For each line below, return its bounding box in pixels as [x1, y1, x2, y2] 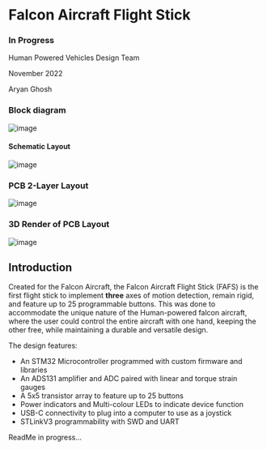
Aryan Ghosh [8, 84, 53, 94]
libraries [19, 365, 48, 375]
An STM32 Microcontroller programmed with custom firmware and [19, 357, 243, 366]
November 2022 [8, 69, 63, 79]
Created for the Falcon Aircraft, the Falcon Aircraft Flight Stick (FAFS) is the [8, 282, 259, 292]
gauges [19, 383, 46, 392]
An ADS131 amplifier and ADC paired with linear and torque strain [19, 374, 238, 384]
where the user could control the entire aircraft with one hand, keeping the [8, 316, 256, 326]
